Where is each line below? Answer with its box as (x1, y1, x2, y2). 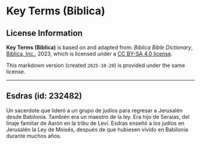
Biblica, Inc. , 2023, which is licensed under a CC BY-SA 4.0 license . (6, 50, 173, 57)
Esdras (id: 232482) (6, 91, 83, 101)
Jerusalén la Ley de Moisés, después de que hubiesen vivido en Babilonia (6, 125, 188, 133)
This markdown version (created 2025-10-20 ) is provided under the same (6, 62, 185, 69)
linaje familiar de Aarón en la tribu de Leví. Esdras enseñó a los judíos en (6, 120, 185, 127)
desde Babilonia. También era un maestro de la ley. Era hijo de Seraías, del (6, 113, 190, 120)
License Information (6, 28, 83, 38)
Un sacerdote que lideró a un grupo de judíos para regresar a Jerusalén (6, 106, 183, 114)
